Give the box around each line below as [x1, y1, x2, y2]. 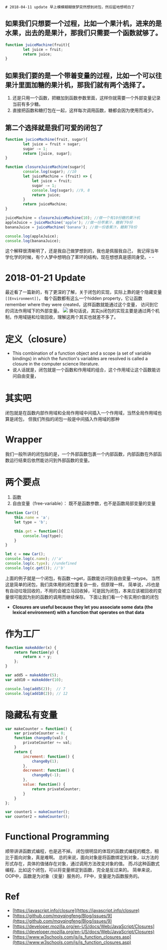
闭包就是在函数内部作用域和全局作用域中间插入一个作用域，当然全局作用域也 [5, 410, 162, 416]
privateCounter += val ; [23, 740, 72, 745]
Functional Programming [5, 831, 109, 843]
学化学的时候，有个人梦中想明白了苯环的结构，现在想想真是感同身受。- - [5, 254, 154, 260]
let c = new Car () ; [5, 551, 46, 557]
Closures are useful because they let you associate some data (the [12, 604, 153, 610]
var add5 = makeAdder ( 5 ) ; [5, 673, 59, 678]
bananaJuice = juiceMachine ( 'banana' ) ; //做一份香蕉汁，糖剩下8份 [5, 224, 138, 230]
